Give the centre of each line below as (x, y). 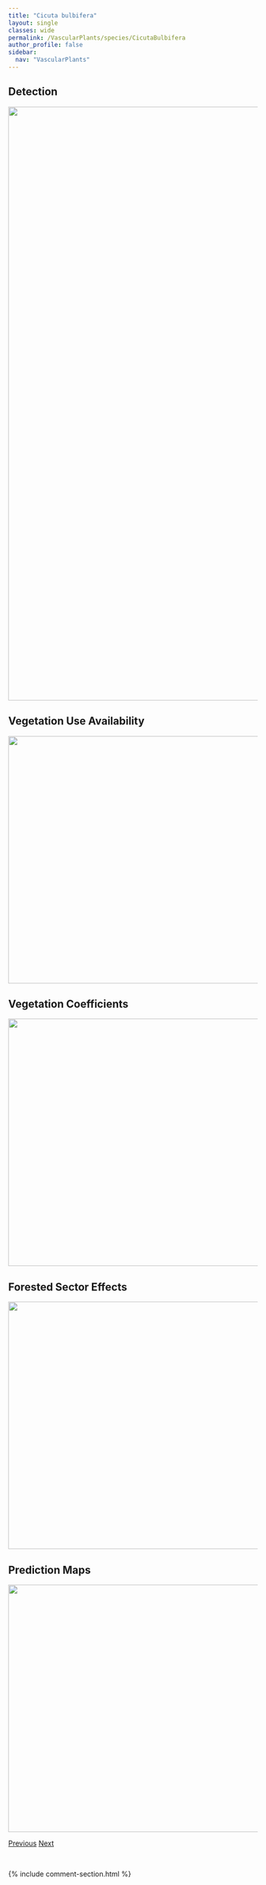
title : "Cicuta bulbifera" (53, 15)
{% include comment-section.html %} (70, 1874)
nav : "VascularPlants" (53, 60)
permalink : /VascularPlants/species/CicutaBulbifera (97, 38)
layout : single (33, 23)
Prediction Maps (49, 1570)
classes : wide (32, 30)
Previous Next (31, 1843)
